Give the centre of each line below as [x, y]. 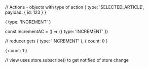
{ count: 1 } [16, 51]
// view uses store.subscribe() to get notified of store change [67, 60]
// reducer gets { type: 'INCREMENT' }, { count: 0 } [56, 41]
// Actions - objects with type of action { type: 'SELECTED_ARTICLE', [75, 7]
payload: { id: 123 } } [26, 12]
